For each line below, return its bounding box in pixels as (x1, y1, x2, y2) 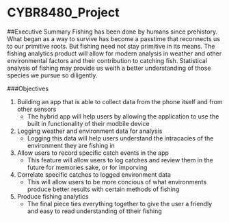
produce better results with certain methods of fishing (27, 185, 180, 193)
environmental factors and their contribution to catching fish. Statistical (7, 56, 207, 64)
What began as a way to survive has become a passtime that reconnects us (7, 34, 221, 42)
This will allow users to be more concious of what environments (27, 177, 207, 186)
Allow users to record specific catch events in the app (16, 149, 170, 157)
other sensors (16, 105, 57, 113)
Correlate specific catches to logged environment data (16, 170, 171, 179)
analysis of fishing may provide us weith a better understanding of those (7, 64, 211, 72)
